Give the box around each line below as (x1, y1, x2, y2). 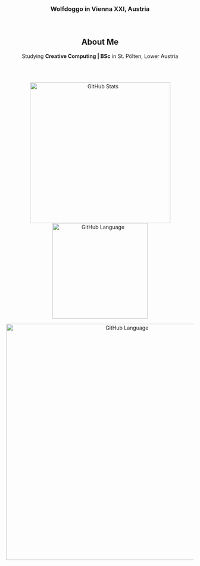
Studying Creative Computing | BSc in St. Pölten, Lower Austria (21, 53, 179, 60)
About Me (81, 36, 119, 47)
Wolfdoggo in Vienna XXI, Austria (50, 5, 150, 13)
